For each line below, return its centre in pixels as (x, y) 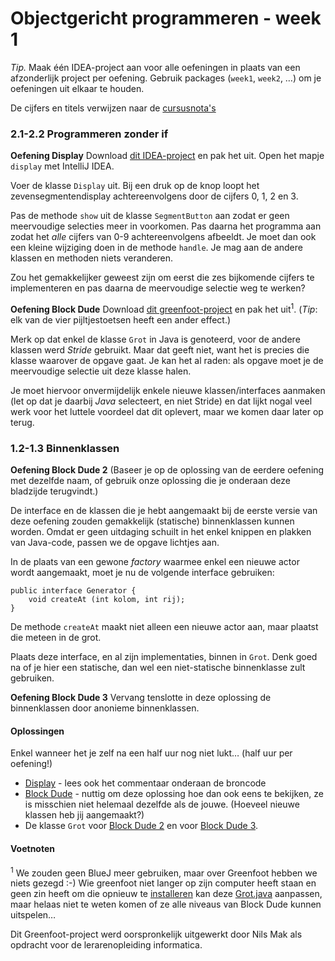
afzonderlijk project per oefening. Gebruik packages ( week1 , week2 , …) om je (166, 78)
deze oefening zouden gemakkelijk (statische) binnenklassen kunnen (152, 521)
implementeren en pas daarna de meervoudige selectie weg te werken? (158, 288)
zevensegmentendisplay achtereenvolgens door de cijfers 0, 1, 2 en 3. (154, 196)
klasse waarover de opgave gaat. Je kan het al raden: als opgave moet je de (167, 360)
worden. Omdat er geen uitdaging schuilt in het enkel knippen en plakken (161, 532)
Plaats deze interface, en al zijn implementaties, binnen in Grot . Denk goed (164, 657)
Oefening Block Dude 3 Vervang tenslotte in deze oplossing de (141, 698)
